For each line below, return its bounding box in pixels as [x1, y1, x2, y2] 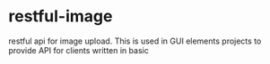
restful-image [8, 6, 113, 27]
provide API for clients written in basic [8, 44, 149, 55]
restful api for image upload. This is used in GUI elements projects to [8, 36, 262, 46]
